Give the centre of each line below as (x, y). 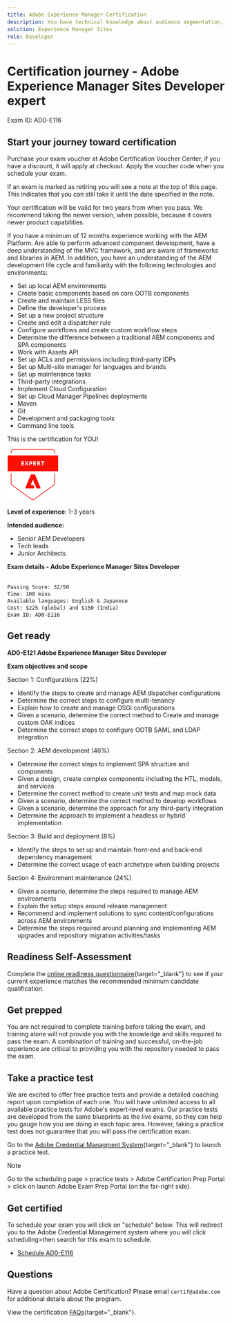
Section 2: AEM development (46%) (58, 750)
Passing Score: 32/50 (38, 587)
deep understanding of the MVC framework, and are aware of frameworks (113, 250)
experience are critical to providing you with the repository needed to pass (113, 1049)
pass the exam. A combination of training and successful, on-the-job (105, 1041)
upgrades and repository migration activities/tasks (89, 935)
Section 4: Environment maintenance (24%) (69, 877)
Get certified (35, 1208)
